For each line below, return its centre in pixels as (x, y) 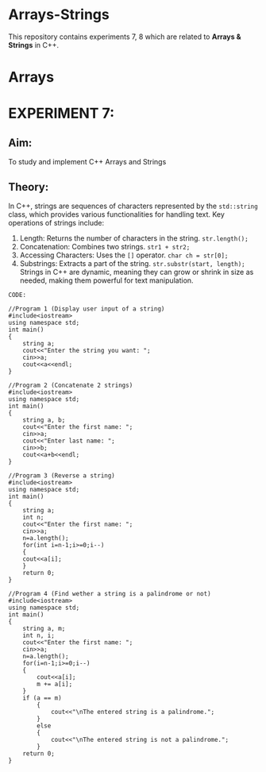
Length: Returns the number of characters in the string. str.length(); (134, 238)
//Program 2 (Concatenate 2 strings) (71, 385)
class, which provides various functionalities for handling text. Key (116, 214)
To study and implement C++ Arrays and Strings (87, 162)
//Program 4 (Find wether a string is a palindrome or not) (110, 593)
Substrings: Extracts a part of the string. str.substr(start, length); (133, 263)
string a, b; (44, 420)
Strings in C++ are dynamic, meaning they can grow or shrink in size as (137, 272)
